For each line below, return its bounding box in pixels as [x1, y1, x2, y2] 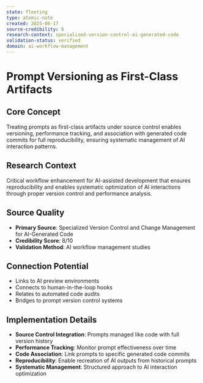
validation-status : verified [6, 37, 81, 44]
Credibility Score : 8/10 [15, 237, 73, 244]
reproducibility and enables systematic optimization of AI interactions [6, 183, 181, 191]
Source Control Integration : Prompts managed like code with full [15, 331, 179, 338]
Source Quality [6, 208, 65, 218]
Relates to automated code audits [15, 290, 100, 298]
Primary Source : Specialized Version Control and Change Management [15, 224, 196, 231]
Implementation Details [6, 314, 97, 325]
